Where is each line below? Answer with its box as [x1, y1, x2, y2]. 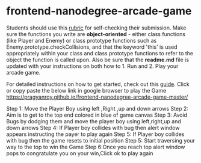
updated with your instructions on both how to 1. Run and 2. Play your [6, 62, 179, 70]
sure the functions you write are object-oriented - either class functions [6, 30, 185, 37]
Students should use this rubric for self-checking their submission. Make [6, 24, 187, 31]
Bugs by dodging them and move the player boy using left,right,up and [6, 117, 182, 125]
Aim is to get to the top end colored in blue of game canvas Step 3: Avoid [6, 111, 188, 118]
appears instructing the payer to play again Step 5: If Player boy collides [6, 131, 185, 138]
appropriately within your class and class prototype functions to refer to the [6, 49, 194, 57]
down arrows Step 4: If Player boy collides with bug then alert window [6, 124, 180, 131]
